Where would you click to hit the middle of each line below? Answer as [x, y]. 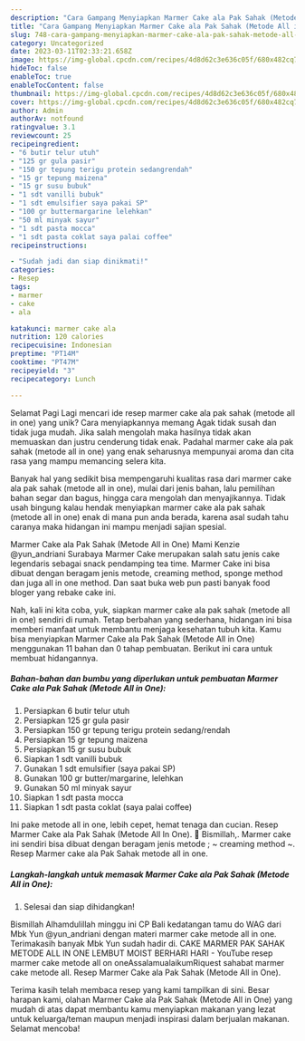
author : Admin [37, 111]
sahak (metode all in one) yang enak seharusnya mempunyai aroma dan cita [152, 451]
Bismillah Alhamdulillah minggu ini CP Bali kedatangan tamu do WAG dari [146, 924]
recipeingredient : [45, 144]
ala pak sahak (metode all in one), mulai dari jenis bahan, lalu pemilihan [143, 488]
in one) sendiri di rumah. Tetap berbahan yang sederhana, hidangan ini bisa [151, 619]
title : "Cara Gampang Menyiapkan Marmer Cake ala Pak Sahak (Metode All [150, 26]
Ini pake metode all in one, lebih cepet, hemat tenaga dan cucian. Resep [144, 824]
